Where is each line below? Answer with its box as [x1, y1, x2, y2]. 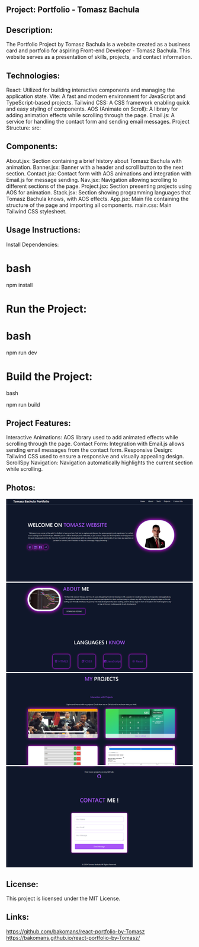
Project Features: [6, 419, 71, 429]
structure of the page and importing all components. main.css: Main [6, 202, 172, 209]
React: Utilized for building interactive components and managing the [6, 86, 175, 94]
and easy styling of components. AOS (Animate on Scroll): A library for [6, 105, 178, 112]
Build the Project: [6, 370, 93, 383]
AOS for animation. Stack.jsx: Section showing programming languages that [6, 188, 191, 196]
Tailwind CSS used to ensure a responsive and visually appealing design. [6, 453, 185, 460]
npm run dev [6, 349, 37, 356]
